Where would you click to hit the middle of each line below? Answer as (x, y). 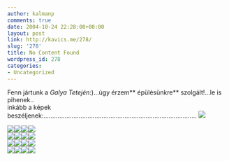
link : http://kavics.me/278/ (50, 40)
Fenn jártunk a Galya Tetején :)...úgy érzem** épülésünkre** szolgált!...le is (114, 92)
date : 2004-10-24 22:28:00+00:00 (56, 27)
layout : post (26, 33)
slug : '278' (24, 46)
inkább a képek (29, 107)
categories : (24, 66)
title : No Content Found (43, 53)
